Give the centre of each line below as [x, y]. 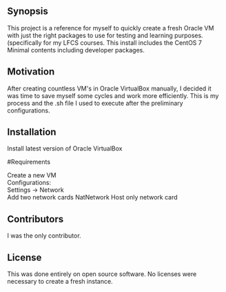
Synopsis [28, 11]
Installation [32, 132]
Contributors [35, 219]
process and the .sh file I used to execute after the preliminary [95, 103]
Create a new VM [32, 175]
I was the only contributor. [44, 236]
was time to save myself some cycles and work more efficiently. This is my [113, 95]
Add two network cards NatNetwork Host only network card [92, 197]
